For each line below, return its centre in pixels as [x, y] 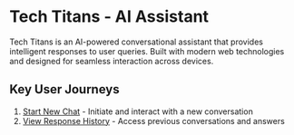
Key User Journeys [64, 89]
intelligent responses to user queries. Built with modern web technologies [147, 51]
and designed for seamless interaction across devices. [112, 61]
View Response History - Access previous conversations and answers [154, 121]
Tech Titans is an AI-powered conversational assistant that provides [136, 42]
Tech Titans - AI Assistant [109, 17]
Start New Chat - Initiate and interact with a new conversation [138, 111]
